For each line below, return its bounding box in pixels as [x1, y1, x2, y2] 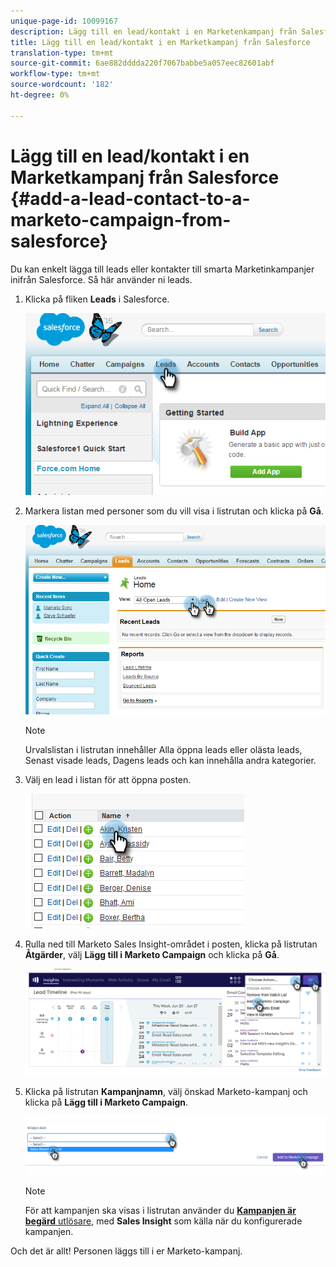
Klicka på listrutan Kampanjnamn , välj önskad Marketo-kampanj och [24, 1086, 308, 1098]
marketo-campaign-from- [10, 208, 232, 231]
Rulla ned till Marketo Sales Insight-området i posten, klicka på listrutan [24, 938, 318, 950]
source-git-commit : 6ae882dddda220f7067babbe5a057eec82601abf [10, 58, 275, 69]
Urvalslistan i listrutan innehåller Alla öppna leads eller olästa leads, [24, 744, 303, 756]
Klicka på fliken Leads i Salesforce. [24, 293, 170, 305]
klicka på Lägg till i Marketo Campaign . [24, 1096, 189, 1109]
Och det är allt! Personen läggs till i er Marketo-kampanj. [10, 1245, 243, 1257]
